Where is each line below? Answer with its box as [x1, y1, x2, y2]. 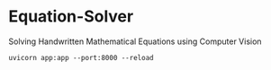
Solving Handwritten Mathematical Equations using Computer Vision [8, 36, 262, 47]
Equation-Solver [8, 6, 134, 27]
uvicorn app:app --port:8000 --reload [8, 53, 154, 62]
